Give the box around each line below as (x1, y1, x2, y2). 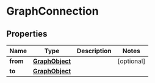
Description (76, 47, 112, 55)
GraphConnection (6, 4, 99, 18)
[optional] (117, 57, 146, 65)
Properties (6, 29, 48, 39)
